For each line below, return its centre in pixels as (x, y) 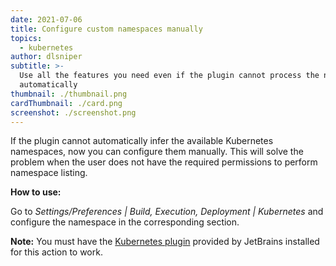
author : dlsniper (46, 57)
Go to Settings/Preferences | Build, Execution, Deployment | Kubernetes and (167, 212)
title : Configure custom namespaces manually (106, 29)
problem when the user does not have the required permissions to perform (164, 162)
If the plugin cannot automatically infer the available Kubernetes (142, 141)
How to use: (36, 192)
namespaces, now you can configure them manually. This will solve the (157, 152)
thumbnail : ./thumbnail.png (69, 94)
